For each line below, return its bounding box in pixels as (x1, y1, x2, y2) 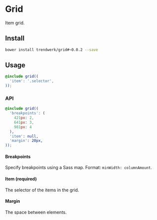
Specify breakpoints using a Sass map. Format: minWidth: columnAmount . (5, 165, 152, 171)
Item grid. (5, 20, 25, 26)
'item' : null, (9, 133, 39, 139)
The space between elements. (5, 209, 67, 215)
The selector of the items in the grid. (5, 187, 79, 193)
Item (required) (5, 176, 37, 182)
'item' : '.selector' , (9, 79, 54, 84)
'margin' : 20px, (9, 138, 43, 143)
